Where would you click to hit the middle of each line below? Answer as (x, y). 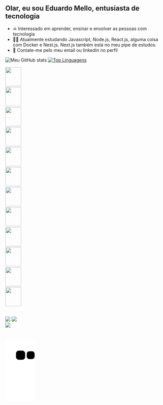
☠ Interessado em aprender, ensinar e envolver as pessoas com (80, 28)
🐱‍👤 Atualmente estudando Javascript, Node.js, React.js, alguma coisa (85, 39)
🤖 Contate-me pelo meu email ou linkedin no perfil (65, 50)
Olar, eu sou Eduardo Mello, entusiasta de (72, 8)
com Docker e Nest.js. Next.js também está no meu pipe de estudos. (84, 45)
